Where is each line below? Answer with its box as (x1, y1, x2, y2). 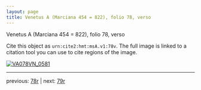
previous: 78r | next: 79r (6, 77, 66, 84)
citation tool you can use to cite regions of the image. (6, 48, 138, 55)
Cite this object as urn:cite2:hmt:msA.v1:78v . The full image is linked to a (6, 42, 187, 49)
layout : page (6, 8, 39, 15)
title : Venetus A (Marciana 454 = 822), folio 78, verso (6, 14, 151, 20)
